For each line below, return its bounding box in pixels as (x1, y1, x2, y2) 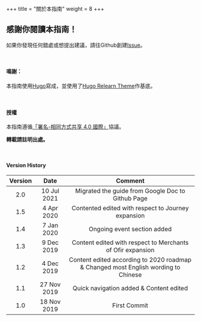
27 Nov (39, 280, 61, 289)
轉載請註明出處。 (6, 136, 48, 143)
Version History (6, 161, 46, 169)
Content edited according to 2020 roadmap (68, 256, 192, 264)
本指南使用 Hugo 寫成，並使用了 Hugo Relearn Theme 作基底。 (6, 83, 156, 90)
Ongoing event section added (89, 225, 172, 234)
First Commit (112, 301, 148, 310)
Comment (115, 177, 145, 185)
